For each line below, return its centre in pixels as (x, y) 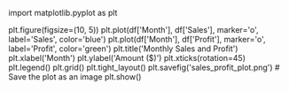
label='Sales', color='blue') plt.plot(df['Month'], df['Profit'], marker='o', (137, 39)
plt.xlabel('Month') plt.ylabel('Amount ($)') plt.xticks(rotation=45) (127, 58)
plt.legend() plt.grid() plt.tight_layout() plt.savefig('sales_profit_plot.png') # (144, 67)
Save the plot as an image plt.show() (75, 77)
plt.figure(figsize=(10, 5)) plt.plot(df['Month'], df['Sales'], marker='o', (133, 30)
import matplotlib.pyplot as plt (63, 13)
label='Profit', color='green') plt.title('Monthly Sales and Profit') (123, 49)
